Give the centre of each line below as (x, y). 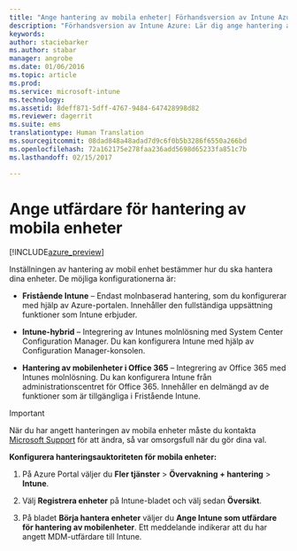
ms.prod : (25, 83)
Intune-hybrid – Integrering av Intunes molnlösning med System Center (152, 332)
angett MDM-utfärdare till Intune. (82, 537)
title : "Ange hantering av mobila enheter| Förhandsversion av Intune (142, 17)
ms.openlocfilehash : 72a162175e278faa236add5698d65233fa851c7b (128, 149)
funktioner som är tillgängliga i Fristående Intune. (111, 396)
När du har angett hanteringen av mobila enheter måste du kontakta (133, 431)
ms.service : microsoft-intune (65, 91)
